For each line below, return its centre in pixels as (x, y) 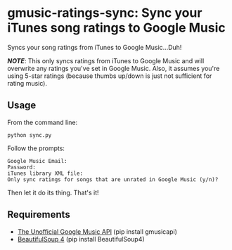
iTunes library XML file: (45, 173)
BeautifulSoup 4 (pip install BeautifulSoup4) (81, 239)
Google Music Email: (38, 161)
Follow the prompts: (36, 148)
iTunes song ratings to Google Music (117, 28)
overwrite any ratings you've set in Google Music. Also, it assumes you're (114, 68)
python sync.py (30, 135)
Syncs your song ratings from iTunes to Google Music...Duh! (95, 47)
